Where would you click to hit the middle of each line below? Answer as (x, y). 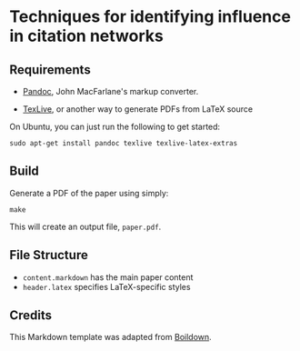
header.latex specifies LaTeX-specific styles (106, 286)
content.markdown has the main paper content (108, 277)
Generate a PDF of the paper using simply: (89, 193)
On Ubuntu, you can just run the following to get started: (115, 126)
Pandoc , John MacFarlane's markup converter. (110, 91)
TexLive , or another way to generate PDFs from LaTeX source (137, 109)
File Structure (49, 255)
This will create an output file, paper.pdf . (85, 226)
